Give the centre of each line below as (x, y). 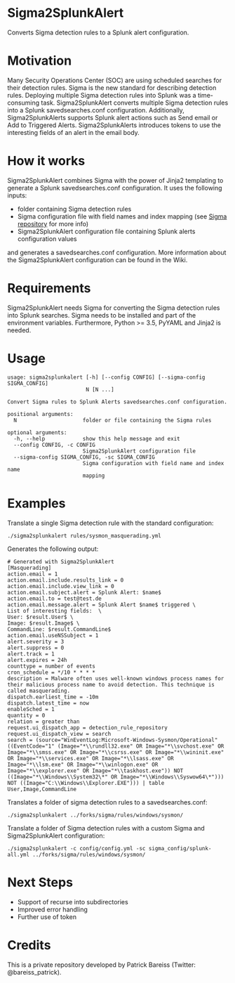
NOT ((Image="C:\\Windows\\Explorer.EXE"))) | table (86, 783)
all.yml (19, 854)
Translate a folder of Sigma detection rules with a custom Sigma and (106, 828)
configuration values (47, 239)
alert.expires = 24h (38, 660)
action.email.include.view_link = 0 (61, 586)
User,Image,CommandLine (42, 789)
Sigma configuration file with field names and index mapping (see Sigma (122, 216)
